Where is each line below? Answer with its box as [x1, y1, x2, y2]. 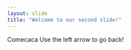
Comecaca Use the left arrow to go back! [7, 35, 124, 43]
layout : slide [7, 10, 48, 17]
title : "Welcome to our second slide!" [7, 16, 122, 23]
